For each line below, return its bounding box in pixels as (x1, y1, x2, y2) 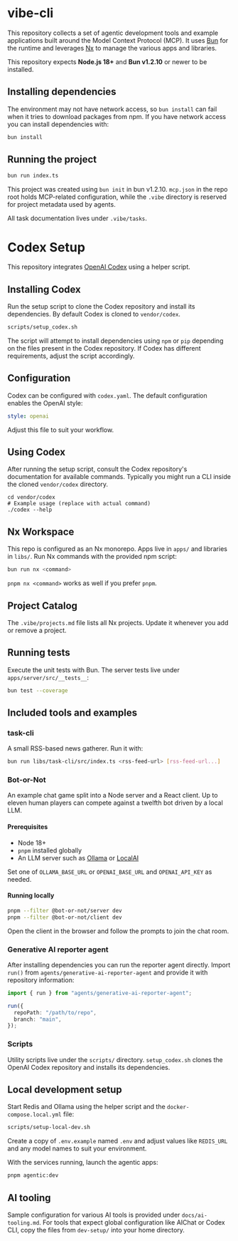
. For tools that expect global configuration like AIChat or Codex (38, 1217, 225, 1227)
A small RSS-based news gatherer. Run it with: (7, 744, 144, 753)
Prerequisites (7, 823, 48, 831)
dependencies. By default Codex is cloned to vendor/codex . (7, 310, 181, 319)
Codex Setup (7, 239, 85, 255)
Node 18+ (17, 838, 47, 847)
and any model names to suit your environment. (7, 1144, 147, 1153)
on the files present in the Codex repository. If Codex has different (7, 344, 201, 352)
